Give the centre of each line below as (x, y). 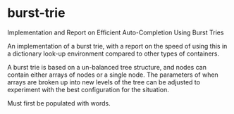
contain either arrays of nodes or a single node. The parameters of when (113, 75)
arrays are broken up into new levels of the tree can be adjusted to (104, 82)
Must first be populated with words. (59, 103)
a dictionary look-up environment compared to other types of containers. (113, 53)
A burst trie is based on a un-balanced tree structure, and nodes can (107, 67)
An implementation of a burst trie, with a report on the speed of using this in (117, 46)
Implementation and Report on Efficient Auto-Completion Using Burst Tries (116, 32)
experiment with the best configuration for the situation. (88, 89)
